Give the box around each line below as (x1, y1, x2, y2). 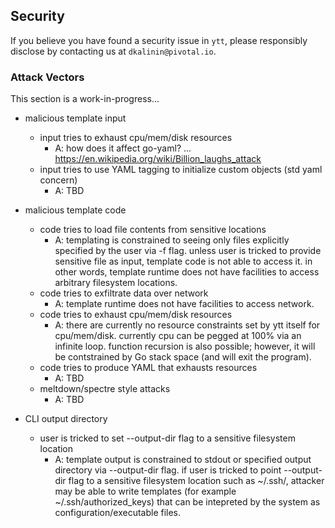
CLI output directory (24, 413, 108, 425)
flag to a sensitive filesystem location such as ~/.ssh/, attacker (68, 475, 325, 487)
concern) (39, 174, 78, 186)
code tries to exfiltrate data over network (39, 287, 209, 299)
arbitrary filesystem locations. (54, 277, 178, 289)
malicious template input (24, 112, 127, 124)
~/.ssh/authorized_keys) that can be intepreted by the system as (54, 496, 321, 508)
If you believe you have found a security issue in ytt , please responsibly (10, 34, 308, 46)
